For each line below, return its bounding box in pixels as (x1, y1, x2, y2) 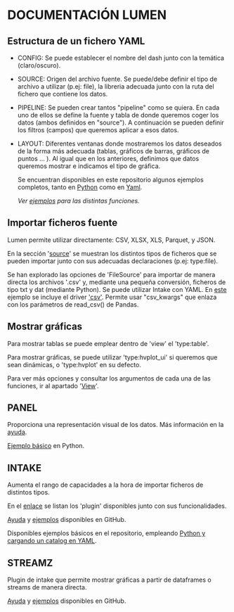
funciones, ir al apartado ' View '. (7, 381, 100, 390)
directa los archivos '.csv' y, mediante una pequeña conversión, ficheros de (7, 278, 226, 286)
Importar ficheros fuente (7, 217, 118, 229)
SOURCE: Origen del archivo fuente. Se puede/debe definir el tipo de (17, 75, 218, 83)
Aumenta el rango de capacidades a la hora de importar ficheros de (7, 480, 204, 489)
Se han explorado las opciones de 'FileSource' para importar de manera (7, 270, 216, 279)
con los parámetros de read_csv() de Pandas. (7, 300, 139, 309)
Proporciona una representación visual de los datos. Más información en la (7, 421, 224, 429)
